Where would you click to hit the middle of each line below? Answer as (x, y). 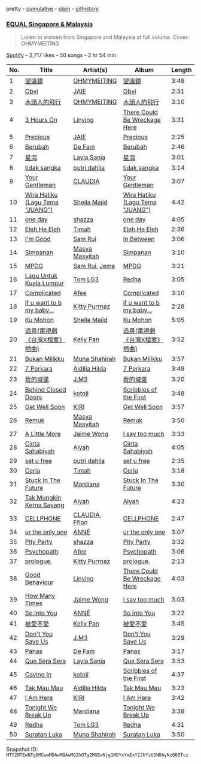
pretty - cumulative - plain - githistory (53, 9)
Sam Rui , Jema (94, 266)
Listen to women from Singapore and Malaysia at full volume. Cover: (105, 37)
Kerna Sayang (45, 505)
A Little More (43, 434)
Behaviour (39, 582)
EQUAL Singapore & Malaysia (50, 24)
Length (182, 70)
